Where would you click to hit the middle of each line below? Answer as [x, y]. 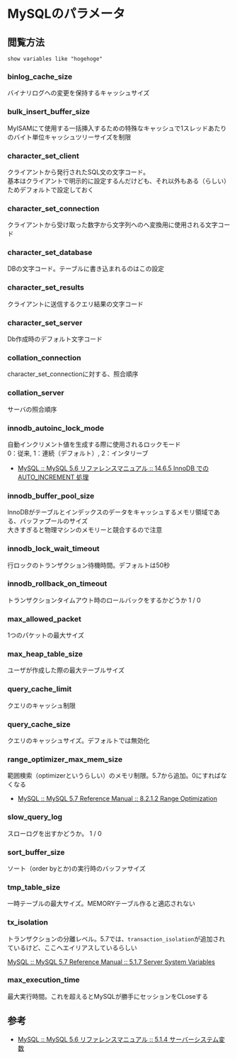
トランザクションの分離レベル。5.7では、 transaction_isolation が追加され [116, 939]
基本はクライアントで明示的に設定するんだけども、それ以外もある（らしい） [119, 181]
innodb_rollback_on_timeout [57, 584]
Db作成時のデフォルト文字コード [55, 339]
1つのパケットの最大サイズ [46, 635]
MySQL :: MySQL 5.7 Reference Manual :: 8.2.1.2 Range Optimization [117, 799]
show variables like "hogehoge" [55, 59]
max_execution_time [44, 980]
